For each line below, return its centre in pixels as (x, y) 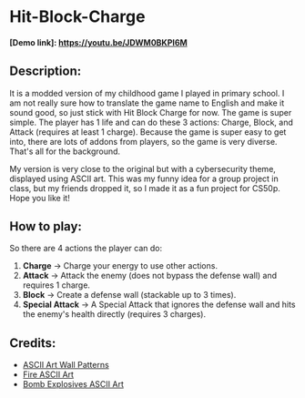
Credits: (33, 343)
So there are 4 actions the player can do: (86, 249)
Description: (46, 71)
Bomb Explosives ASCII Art (73, 384)
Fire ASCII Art (48, 374)
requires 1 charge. (56, 285)
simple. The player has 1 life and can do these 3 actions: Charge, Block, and (152, 122)
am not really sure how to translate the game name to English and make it (147, 103)
